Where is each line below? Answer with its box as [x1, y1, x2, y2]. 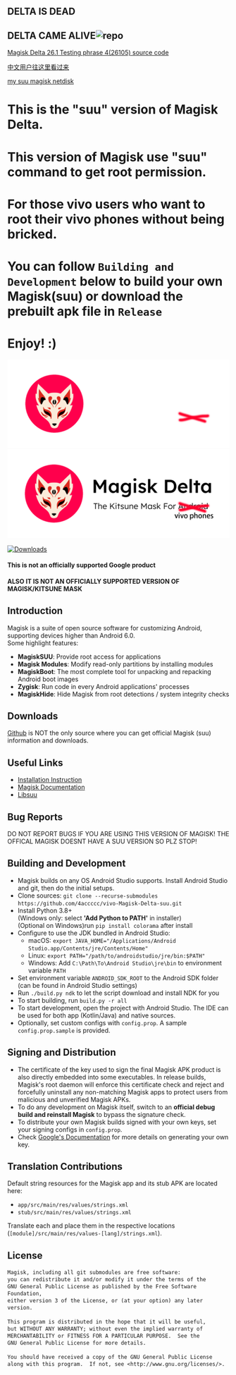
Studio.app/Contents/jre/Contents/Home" [27, 945, 149, 952]
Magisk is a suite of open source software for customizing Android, [7, 623, 202, 632]
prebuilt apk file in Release [7, 303, 163, 319]
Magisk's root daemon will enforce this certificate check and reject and [17, 1080, 224, 1089]
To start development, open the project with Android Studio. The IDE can [17, 1003, 229, 1012]
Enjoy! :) [7, 336, 57, 352]
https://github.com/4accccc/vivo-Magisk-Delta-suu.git [17, 900, 182, 907]
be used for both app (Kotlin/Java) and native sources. [17, 1011, 176, 1020]
